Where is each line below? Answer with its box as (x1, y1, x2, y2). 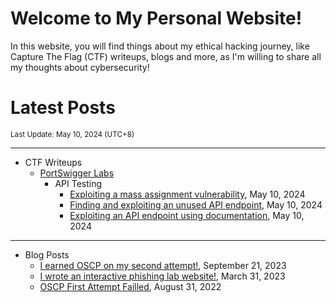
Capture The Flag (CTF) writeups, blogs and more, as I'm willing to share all (10, 50, 322, 62)
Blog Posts (24, 248, 70, 261)
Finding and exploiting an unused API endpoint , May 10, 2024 (69, 198, 323, 211)
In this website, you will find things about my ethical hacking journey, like (10, 40, 310, 52)
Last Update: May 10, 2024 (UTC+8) (10, 129, 135, 139)
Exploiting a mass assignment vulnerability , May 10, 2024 (69, 188, 306, 200)
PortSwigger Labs (39, 167, 115, 179)
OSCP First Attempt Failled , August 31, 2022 (39, 280, 222, 292)
